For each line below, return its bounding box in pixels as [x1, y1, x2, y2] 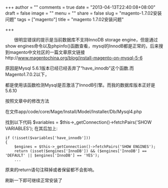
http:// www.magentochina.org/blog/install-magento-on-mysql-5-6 [5, 55, 143, 60]
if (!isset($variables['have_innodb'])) [5, 135, 91, 140]
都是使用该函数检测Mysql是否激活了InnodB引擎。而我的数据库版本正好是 [5, 82, 155, 88]
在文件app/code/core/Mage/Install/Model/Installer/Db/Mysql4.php [5, 108, 142, 114]
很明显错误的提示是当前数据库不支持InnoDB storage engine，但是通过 [14, 37, 158, 42]
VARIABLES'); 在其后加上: [5, 125, 58, 131]
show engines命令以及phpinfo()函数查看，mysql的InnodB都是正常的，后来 [5, 43, 159, 49]
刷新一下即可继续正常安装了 [5, 177, 63, 183]
